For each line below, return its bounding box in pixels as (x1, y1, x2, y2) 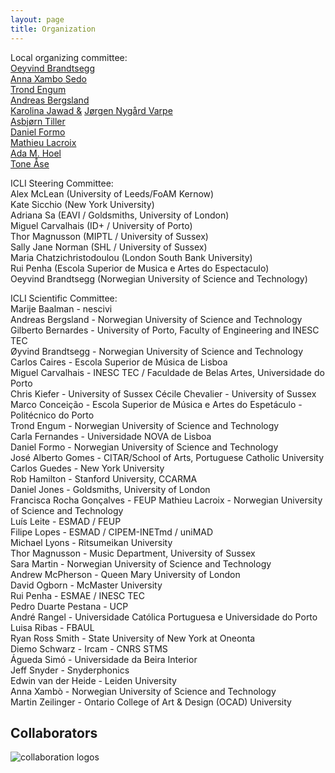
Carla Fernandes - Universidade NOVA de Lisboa (10, 430, 212, 442)
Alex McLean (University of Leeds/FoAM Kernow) (10, 187, 215, 200)
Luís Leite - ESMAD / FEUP (10, 515, 122, 527)
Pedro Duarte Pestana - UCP (10, 600, 129, 612)
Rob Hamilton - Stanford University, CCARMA (10, 472, 198, 485)
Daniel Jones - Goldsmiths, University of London (10, 483, 211, 495)
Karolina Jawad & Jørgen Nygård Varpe (10, 104, 173, 116)
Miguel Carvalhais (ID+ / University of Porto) (10, 219, 193, 231)
